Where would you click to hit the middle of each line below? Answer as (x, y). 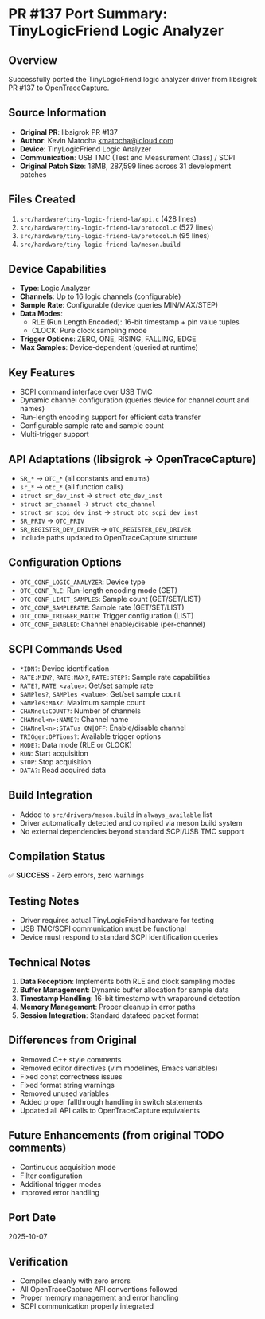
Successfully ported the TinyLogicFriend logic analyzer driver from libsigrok (133, 79)
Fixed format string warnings (67, 1085)
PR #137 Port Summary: (88, 14)
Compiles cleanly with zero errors (75, 1281)
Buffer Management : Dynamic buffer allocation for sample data (124, 990)
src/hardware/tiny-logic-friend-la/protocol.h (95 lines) (115, 235)
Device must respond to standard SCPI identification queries (119, 937)
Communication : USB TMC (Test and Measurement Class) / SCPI (127, 157)
